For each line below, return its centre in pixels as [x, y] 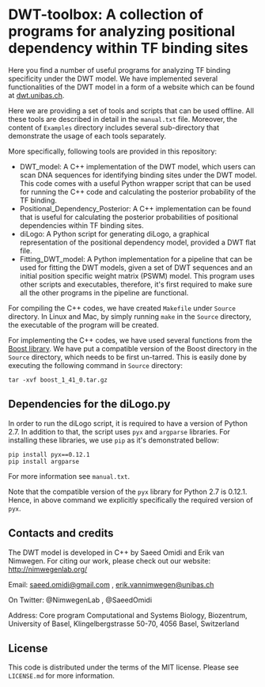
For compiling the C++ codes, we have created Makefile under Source [122, 308]
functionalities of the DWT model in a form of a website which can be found [131, 87]
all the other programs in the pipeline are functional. [104, 292]
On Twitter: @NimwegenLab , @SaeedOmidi [80, 600]
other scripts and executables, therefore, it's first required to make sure [136, 284]
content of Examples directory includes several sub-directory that [114, 127]
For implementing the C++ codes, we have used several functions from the [130, 340]
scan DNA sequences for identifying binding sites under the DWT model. [138, 175]
